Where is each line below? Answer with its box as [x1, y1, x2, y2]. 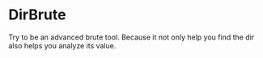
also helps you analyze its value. [8, 40, 117, 50]
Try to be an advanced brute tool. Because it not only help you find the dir [8, 32, 255, 42]
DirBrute [8, 6, 66, 24]
